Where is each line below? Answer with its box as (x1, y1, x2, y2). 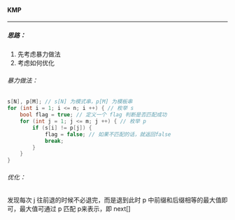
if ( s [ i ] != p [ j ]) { (32, 124, 92, 131)
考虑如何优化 (17, 59, 55, 67)
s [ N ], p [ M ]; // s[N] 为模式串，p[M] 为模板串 (7, 98, 133, 105)
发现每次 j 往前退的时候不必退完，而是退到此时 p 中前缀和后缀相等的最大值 (7, 196, 222, 205)
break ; (44, 137, 64, 144)
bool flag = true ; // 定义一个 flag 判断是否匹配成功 (20, 111, 167, 118)
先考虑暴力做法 (17, 50, 61, 59)
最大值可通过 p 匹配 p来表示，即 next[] (19, 205, 131, 213)
